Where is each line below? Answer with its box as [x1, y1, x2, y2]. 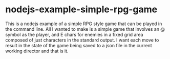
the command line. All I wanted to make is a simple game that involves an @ [5, 26, 165, 32]
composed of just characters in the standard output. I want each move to [5, 37, 159, 43]
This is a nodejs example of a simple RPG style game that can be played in [5, 21, 162, 27]
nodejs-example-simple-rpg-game [5, 4, 158, 15]
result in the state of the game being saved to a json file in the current [5, 42, 152, 48]
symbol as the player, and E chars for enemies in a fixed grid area [5, 31, 143, 37]
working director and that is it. [5, 48, 69, 54]
